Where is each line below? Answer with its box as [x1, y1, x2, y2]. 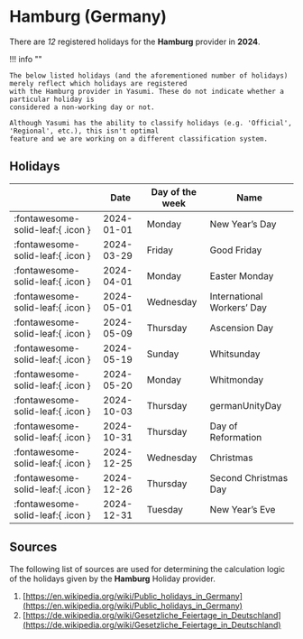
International [209, 290, 263, 302]
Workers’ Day [209, 301, 268, 313]
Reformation [209, 431, 262, 443]
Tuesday [146, 503, 183, 515]
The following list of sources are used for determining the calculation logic [9, 563, 286, 574]
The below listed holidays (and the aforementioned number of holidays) [9, 70, 289, 80]
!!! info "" [9, 53, 42, 64]
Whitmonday [209, 373, 264, 385]
